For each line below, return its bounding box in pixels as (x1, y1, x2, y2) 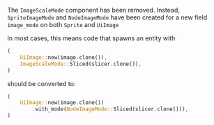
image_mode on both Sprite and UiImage (7, 21, 119, 28)
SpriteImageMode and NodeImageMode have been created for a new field (7, 13, 208, 22)
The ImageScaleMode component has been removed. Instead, (7, 6, 180, 14)
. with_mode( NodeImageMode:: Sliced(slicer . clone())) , (32, 106, 189, 113)
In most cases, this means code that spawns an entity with (7, 34, 176, 42)
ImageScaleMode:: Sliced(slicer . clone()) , (20, 60, 142, 67)
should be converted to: (7, 79, 76, 87)
